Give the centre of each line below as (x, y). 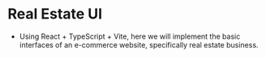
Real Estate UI (55, 14)
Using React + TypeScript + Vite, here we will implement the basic (130, 36)
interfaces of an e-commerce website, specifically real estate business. (139, 44)
